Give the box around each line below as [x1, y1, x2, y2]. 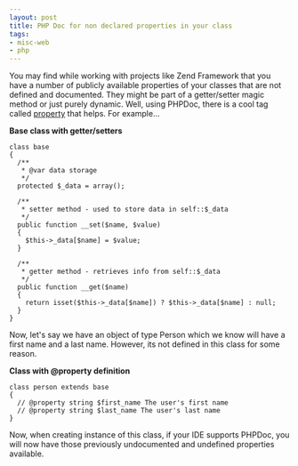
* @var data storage [20, 166, 98, 175]
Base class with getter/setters [9, 125, 123, 136]
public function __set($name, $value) [17, 221, 162, 229]
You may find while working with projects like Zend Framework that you [9, 70, 271, 81]
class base [9, 143, 50, 152]
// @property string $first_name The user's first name [17, 398, 229, 407]
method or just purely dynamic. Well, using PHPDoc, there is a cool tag [9, 99, 269, 109]
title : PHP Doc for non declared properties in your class [9, 21, 233, 30]
